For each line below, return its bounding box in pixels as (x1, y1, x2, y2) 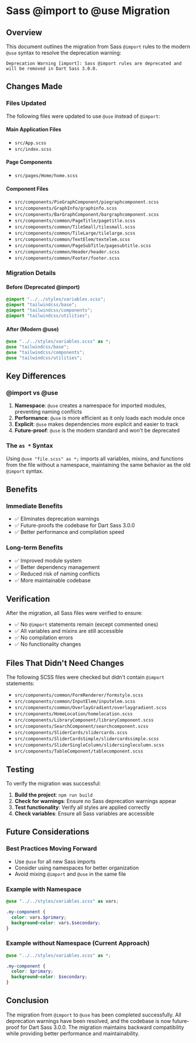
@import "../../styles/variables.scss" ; (6, 296, 106, 303)
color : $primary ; (11, 968, 54, 974)
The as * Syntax (6, 442, 53, 450)
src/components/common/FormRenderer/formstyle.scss (14, 692, 143, 699)
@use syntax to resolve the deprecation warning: (6, 49, 122, 56)
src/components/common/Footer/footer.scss (14, 255, 120, 262)
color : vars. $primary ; (11, 914, 67, 920)
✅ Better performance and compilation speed (14, 529, 125, 536)
